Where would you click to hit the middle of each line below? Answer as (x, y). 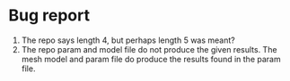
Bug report (49, 16)
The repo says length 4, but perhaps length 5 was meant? (128, 40)
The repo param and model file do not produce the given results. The (149, 49)
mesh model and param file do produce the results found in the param (151, 59)
